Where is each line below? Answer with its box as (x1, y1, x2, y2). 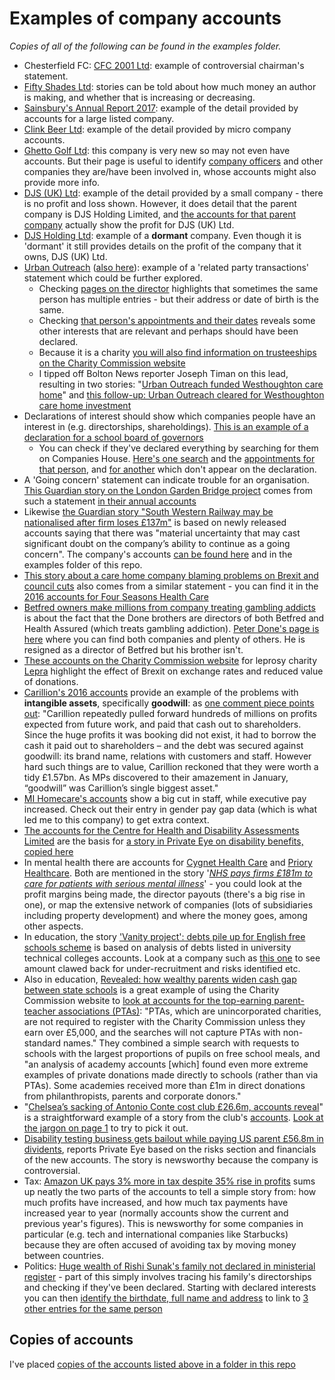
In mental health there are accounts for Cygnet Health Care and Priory (23, 856, 313, 868)
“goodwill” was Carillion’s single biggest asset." (23, 782, 219, 794)
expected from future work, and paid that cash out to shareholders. (23, 718, 302, 730)
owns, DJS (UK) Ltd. (23, 250, 108, 262)
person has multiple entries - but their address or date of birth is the (38, 293, 319, 305)
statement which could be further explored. (23, 272, 203, 284)
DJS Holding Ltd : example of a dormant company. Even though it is (23, 229, 302, 241)
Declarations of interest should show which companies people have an (23, 410, 316, 422)
